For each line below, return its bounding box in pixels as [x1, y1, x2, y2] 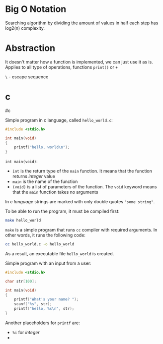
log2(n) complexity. [5, 25, 45, 31]
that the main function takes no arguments [12, 189, 98, 195]
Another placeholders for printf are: [5, 320, 81, 326]
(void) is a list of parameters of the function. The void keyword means [12, 184, 157, 190]
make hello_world [5, 218, 41, 223]
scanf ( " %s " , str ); [14, 301, 52, 307]
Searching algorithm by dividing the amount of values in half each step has [5, 20, 159, 26]
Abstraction [5, 43, 56, 54]
